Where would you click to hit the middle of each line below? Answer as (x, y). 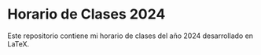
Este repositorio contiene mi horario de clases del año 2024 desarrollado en (130, 36)
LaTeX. (18, 43)
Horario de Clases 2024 (86, 14)
